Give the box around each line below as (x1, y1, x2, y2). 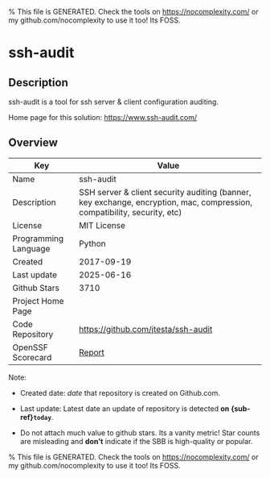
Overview (8, 136, 59, 150)
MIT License (79, 219, 126, 231)
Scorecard (12, 351, 52, 363)
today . (33, 412, 54, 422)
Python (79, 238, 106, 249)
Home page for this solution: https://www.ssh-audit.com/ (8, 113, 198, 122)
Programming (12, 233, 64, 244)
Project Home (12, 295, 64, 306)
